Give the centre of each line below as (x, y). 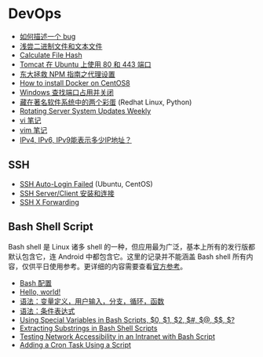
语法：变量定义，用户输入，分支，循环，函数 (92, 301)
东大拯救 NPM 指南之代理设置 (67, 74)
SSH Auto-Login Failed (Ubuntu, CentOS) (86, 184)
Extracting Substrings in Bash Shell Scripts (88, 328)
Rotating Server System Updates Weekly (85, 111)
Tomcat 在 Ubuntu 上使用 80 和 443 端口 (85, 64)
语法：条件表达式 (47, 311)
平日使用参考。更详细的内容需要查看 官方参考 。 (111, 266)
